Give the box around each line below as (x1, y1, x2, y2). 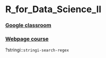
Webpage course (5, 36, 49, 43)
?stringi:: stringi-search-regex (5, 47, 69, 53)
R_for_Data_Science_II (5, 4, 102, 15)
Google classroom (5, 22, 51, 29)
